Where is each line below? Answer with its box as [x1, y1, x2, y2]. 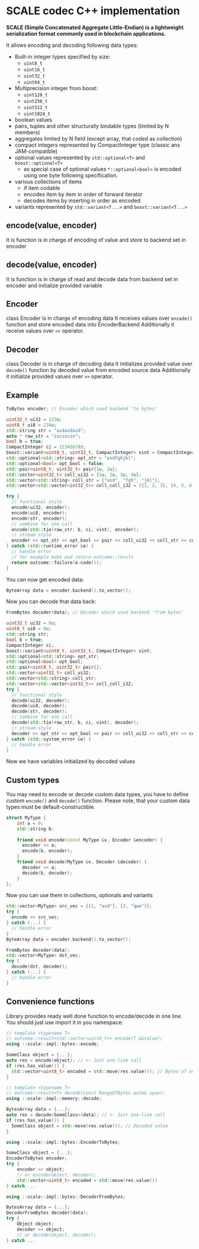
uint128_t [23, 92, 49, 98]
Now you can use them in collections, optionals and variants [6, 892, 153, 899]
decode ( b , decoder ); [21, 870, 73, 876]
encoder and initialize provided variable [6, 282, 102, 289]
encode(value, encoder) [6, 221, 97, 231]
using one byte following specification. [23, 171, 118, 179]
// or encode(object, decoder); [17, 1172, 97, 1178]
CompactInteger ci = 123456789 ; [6, 444, 86, 450]
